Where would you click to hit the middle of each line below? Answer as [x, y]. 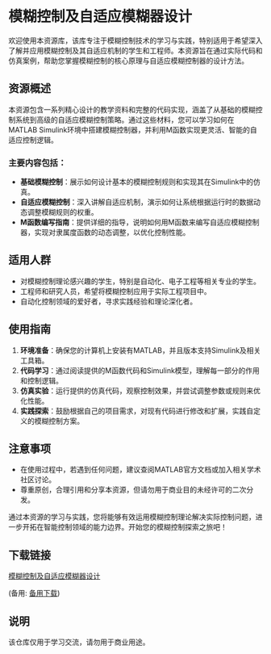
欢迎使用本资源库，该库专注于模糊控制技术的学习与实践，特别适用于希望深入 [135, 40]
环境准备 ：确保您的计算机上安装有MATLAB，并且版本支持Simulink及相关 [140, 350]
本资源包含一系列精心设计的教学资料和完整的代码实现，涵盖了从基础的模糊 [132, 109]
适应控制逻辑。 [33, 140]
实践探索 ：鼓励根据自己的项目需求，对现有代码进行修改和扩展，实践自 [137, 411]
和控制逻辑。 [41, 380]
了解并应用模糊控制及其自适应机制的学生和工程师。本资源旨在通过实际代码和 [135, 50]
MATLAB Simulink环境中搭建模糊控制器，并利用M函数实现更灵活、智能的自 [133, 129]
